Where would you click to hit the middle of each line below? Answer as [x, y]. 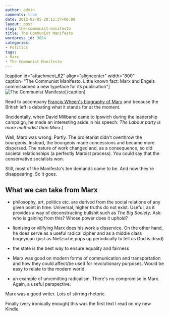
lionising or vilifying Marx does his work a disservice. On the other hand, [88, 228]
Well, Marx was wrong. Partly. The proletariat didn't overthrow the [74, 137]
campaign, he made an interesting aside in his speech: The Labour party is [83, 122]
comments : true [21, 15]
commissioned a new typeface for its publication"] [58, 87]
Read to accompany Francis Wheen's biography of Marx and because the [82, 102]
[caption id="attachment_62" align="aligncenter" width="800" [70, 76]
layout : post [19, 24]
